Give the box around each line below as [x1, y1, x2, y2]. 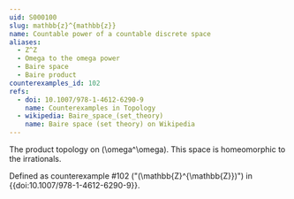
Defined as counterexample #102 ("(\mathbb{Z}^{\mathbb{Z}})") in [9, 171, 253, 181]
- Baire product [17, 71, 77, 80]
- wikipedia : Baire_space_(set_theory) [17, 111, 164, 120]
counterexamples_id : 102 [9, 79, 101, 88]
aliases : [9, 37, 41, 47]
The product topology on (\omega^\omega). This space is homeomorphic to [9, 144, 286, 155]
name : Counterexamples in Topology [25, 103, 156, 112]
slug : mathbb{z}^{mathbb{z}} [9, 21, 117, 30]
